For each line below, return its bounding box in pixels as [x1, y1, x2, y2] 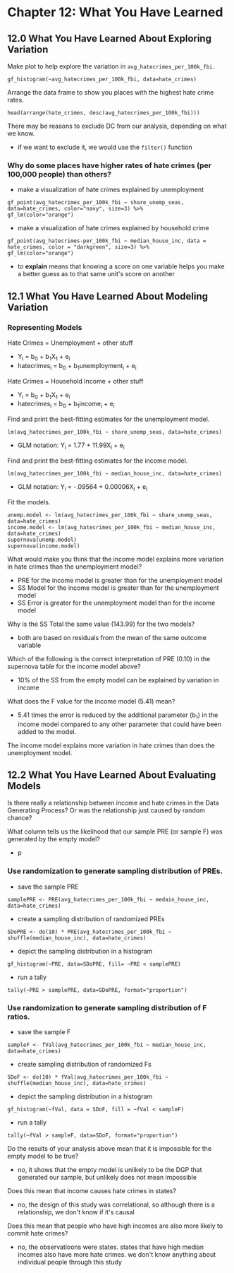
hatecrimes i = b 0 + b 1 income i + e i [17, 400, 115, 410]
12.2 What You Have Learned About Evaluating [7, 769, 216, 781]
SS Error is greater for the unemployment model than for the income [17, 598, 216, 607]
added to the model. [17, 727, 77, 735]
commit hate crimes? [7, 1228, 68, 1237]
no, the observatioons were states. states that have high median [17, 1243, 204, 1251]
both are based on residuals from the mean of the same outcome [17, 633, 207, 641]
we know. [7, 129, 35, 138]
